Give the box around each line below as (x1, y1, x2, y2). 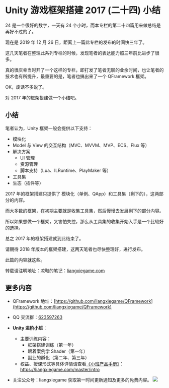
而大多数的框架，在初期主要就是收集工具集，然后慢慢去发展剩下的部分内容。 (5, 208, 164, 214)
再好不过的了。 (5, 28, 36, 34)
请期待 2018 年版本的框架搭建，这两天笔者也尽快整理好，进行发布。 (5, 246, 146, 252)
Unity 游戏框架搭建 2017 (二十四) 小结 (5, 5, 161, 16)
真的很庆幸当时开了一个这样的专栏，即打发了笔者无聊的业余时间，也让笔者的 (5, 67, 164, 73)
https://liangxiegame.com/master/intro (20, 366, 100, 372)
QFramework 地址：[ (12, 298, 56, 304)
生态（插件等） (12, 180, 44, 186)
